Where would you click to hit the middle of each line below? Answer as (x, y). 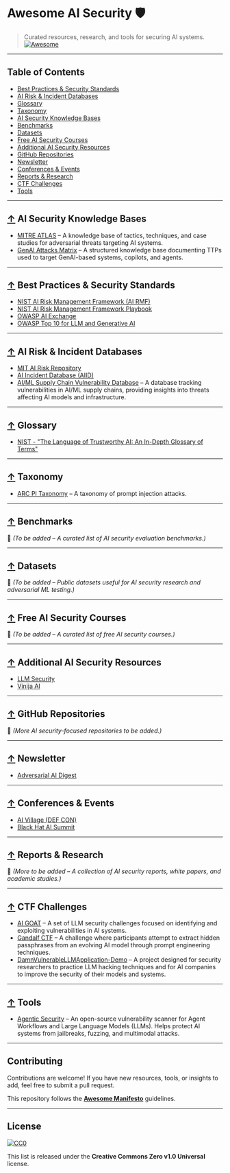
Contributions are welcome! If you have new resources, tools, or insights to (113, 1078)
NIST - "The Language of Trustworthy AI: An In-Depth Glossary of (110, 442)
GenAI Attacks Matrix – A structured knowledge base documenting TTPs (119, 250)
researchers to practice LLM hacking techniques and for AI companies (116, 967)
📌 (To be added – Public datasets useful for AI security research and (104, 582)
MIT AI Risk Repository (49, 368)
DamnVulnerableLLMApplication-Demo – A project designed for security (119, 960)
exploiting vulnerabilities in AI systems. (72, 931)
